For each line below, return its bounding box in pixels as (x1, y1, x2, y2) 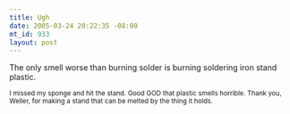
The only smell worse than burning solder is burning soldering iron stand (9, 62, 277, 73)
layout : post (9, 37, 58, 47)
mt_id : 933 (9, 29, 50, 38)
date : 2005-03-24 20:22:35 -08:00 (9, 21, 139, 30)
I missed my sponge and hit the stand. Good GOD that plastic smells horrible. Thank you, (9, 89, 282, 98)
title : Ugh (9, 12, 50, 22)
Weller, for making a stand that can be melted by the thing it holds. (9, 97, 213, 106)
